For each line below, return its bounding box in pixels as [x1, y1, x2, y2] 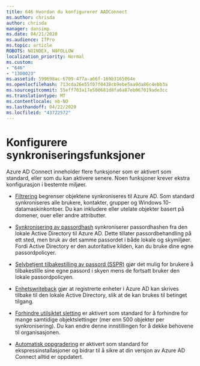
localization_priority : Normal [6, 54, 85, 60]
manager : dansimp [6, 25, 50, 32]
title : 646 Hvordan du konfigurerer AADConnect [6, 8, 128, 15]
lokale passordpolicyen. [14, 273, 74, 281]
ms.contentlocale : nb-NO [6, 98, 68, 104]
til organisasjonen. [14, 329, 61, 336]
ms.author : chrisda [6, 14, 55, 20]
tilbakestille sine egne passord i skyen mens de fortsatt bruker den [14, 267, 180, 274]
